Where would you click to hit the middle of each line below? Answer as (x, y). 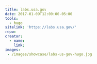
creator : (14, 37)
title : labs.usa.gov (26, 9)
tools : (12, 18)
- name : (17, 41)
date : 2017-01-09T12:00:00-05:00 (39, 14)
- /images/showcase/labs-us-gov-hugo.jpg (49, 54)
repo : (10, 32)
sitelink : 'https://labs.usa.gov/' (41, 27)
